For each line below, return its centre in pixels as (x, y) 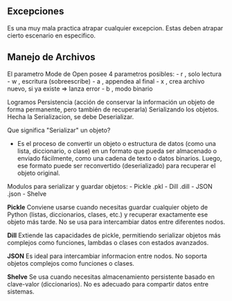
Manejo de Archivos (51, 57)
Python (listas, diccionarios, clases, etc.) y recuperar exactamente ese (108, 215)
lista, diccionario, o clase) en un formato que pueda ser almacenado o (117, 151)
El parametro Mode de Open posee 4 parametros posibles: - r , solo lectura (114, 74)
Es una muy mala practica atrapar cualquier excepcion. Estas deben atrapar (115, 28)
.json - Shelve (27, 194)
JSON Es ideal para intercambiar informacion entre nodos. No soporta (107, 256)
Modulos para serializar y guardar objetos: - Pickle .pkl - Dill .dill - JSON (110, 186)
